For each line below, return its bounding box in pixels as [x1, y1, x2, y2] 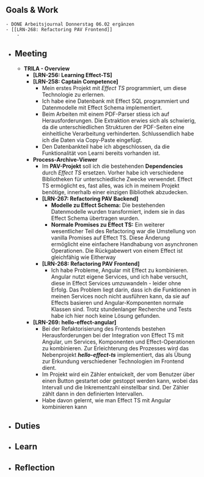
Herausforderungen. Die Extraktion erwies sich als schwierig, [42, 116, 196, 124]
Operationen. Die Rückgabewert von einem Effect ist [51, 247, 183, 254]
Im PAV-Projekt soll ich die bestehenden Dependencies [42, 162, 183, 170]
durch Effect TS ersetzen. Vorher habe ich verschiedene [42, 168, 184, 176]
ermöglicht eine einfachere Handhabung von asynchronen [51, 240, 198, 247]
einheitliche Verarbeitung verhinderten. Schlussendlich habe [42, 130, 194, 137]
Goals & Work [5, 5, 59, 15]
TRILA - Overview [23, 64, 70, 72]
